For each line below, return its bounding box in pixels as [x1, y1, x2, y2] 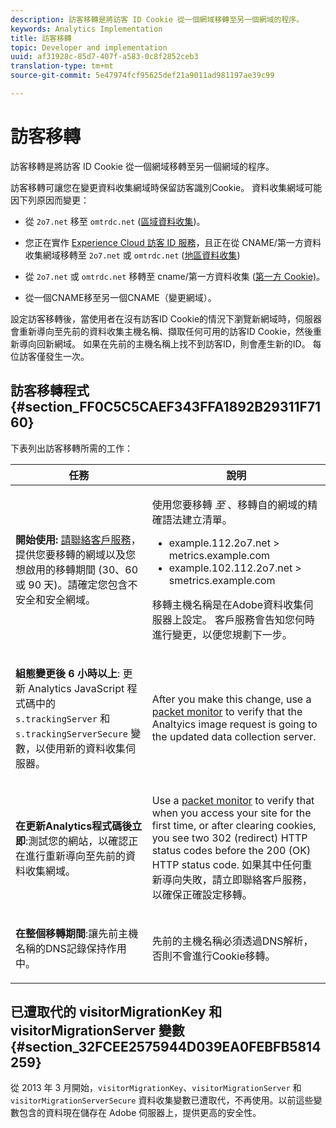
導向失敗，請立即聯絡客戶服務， [161, 872, 313, 886]
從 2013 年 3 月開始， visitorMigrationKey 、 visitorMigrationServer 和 [10, 1082, 302, 1094]
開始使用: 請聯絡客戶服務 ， [15, 532, 142, 546]
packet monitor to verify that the [151, 704, 303, 718]
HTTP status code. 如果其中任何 [151, 857, 303, 871]
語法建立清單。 [161, 512, 233, 526]
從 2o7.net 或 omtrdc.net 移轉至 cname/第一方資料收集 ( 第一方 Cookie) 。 [24, 270, 326, 282]
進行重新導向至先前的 [25, 849, 127, 863]
